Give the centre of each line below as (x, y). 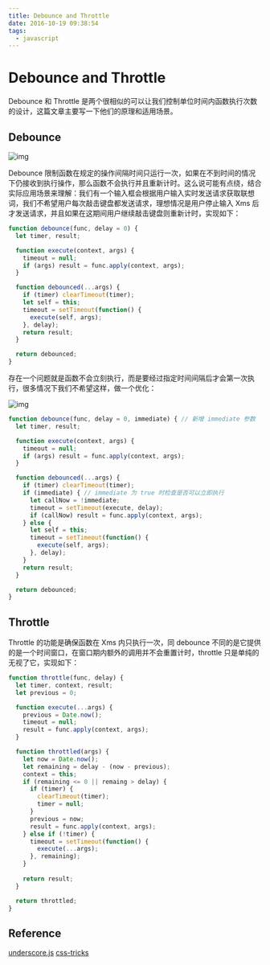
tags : (17, 31)
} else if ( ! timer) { (59, 834)
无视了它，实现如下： (43, 663)
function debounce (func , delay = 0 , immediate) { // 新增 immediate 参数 (132, 419)
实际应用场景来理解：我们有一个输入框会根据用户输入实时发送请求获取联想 (131, 193)
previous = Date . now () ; (63, 715)
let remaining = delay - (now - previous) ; (97, 766)
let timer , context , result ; (64, 685)
